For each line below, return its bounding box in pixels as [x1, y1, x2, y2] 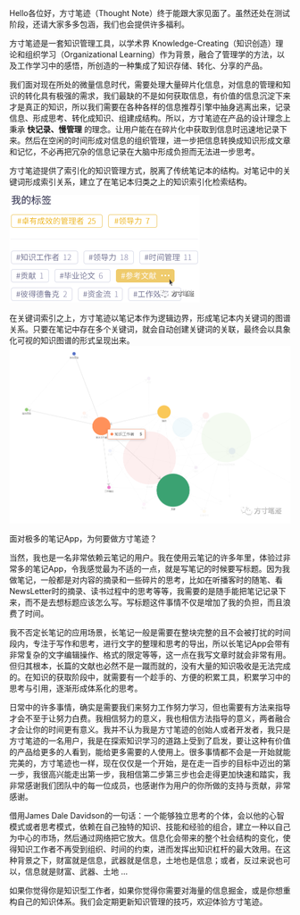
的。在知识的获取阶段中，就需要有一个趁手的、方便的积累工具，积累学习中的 [9, 671, 291, 682]
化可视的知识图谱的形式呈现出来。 [9, 335, 135, 346]
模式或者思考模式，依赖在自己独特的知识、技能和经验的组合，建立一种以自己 [9, 821, 291, 832]
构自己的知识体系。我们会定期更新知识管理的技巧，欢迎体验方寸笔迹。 [9, 896, 268, 907]
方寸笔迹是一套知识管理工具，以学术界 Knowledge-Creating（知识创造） [9, 38, 276, 48]
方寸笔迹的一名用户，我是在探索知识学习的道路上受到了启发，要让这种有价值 [9, 735, 291, 746]
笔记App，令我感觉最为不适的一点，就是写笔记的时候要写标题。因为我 [32, 563, 290, 574]
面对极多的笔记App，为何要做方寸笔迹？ [9, 533, 158, 543]
